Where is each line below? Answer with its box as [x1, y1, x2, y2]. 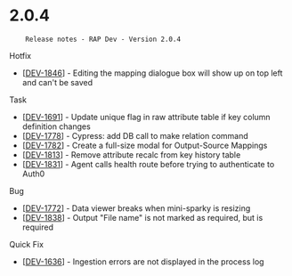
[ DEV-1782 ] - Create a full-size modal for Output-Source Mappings [21, 140, 268, 150]
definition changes [21, 121, 91, 132]
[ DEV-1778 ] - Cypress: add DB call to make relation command [21, 130, 249, 141]
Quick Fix [9, 239, 45, 249]
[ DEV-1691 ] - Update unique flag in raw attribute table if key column [21, 111, 271, 122]
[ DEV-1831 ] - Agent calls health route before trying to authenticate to [21, 158, 275, 169]
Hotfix [9, 50, 32, 61]
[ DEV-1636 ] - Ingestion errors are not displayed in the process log [21, 256, 264, 267]
